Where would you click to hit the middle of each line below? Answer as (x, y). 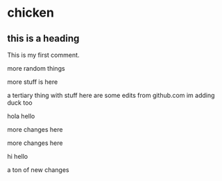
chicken (31, 13)
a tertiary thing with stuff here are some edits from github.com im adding (111, 95)
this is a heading (43, 38)
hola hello (21, 116)
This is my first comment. (43, 55)
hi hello (18, 156)
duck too (20, 103)
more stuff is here (33, 82)
